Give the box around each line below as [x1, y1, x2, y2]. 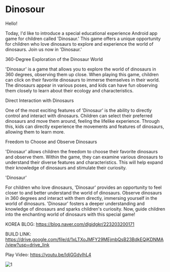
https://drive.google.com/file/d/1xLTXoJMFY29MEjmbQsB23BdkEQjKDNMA [5, 236, 164, 242]
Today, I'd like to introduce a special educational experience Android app [5, 30, 158, 36]
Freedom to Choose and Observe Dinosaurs [5, 139, 97, 145]
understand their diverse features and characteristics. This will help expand [5, 159, 163, 165]
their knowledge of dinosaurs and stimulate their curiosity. [5, 164, 127, 171]
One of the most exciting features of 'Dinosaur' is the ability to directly [5, 107, 152, 113]
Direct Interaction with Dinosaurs [5, 97, 74, 104]
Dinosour [5, 4, 45, 15]
